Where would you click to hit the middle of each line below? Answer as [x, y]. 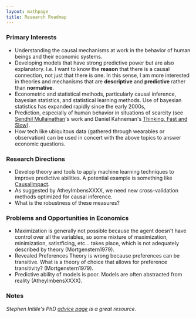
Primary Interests [31, 38]
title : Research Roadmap [36, 17]
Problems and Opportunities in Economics [67, 218]
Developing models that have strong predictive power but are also [94, 63]
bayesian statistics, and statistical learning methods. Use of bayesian [98, 100]
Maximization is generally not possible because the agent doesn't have [100, 231]
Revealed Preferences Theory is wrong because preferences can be [97, 256]
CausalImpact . [32, 184]
